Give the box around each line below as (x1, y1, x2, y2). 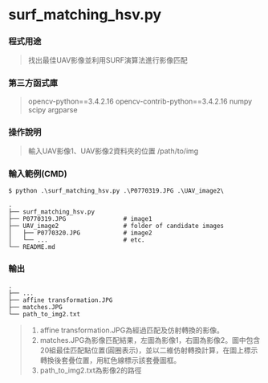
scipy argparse (27, 104, 78, 114)
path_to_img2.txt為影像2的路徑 (39, 365, 142, 375)
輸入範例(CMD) (8, 169, 67, 179)
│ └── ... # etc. (8, 236, 146, 244)
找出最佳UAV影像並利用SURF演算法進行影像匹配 (27, 55, 188, 65)
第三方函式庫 (8, 78, 59, 89)
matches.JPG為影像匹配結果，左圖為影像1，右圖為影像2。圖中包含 (39, 335, 261, 344)
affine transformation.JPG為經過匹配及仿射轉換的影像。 (39, 325, 225, 335)
